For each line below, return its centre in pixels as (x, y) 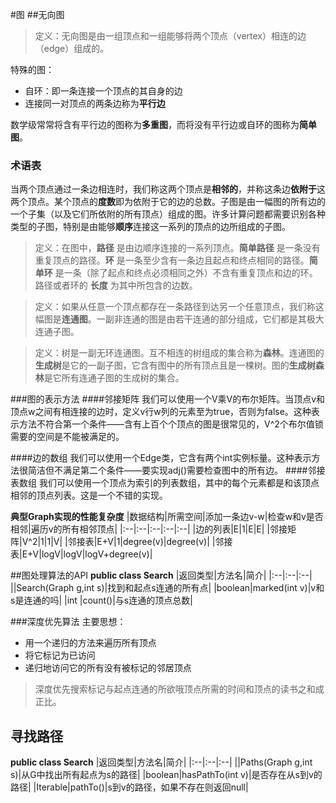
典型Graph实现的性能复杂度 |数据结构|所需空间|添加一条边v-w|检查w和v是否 (167, 517)
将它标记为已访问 (60, 655)
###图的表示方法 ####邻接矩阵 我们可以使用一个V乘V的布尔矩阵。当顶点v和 (168, 399)
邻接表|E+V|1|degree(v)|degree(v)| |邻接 (150, 542)
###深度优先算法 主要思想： (68, 622)
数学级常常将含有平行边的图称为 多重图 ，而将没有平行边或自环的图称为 (155, 124)
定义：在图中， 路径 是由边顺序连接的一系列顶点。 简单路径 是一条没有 (177, 248)
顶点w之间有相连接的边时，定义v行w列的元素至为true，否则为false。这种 (161, 412)
